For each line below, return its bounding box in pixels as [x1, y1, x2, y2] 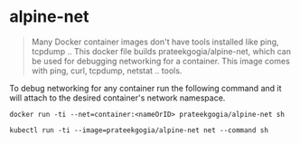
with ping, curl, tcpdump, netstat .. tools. [31, 65, 183, 76]
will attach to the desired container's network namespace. [9, 92, 226, 103]
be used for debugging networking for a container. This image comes [31, 55, 291, 66]
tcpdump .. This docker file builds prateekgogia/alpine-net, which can [31, 45, 292, 56]
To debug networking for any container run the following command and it [9, 82, 282, 93]
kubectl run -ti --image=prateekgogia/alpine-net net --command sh [9, 125, 269, 135]
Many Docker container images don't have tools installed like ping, [31, 36, 279, 47]
